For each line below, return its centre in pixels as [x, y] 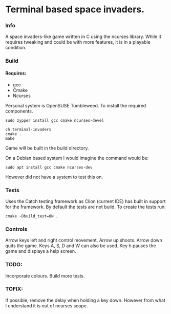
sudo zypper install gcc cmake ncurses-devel [55, 120]
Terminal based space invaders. [75, 10]
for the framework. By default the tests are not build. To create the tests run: [86, 207]
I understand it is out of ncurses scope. [47, 306]
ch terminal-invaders [28, 130]
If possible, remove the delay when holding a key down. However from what [85, 300]
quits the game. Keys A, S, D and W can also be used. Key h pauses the [81, 246]
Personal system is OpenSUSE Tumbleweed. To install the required [76, 105]
